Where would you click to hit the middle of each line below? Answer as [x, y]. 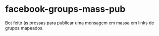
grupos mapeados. [24, 28]
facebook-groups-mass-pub [65, 9]
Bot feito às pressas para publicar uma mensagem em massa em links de [80, 23]
